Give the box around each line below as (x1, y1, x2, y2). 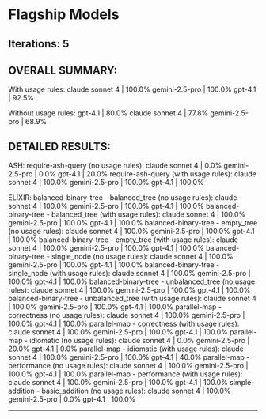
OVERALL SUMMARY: (8, 63, 118, 77)
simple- (229, 378, 255, 387)
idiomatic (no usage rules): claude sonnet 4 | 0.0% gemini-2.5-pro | (29, 336, 250, 345)
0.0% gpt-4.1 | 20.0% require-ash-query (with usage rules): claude (38, 169, 257, 179)
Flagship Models (8, 6, 120, 24)
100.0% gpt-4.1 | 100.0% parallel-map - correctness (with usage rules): (8, 319, 240, 329)
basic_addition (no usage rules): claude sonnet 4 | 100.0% (41, 386, 231, 396)
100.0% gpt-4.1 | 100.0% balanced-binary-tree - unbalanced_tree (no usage (8, 277, 256, 286)
